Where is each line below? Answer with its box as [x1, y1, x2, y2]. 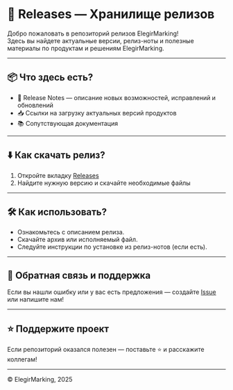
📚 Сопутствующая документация [17, 119, 119, 127]
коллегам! [7, 355, 37, 364]
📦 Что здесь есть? [7, 72, 94, 83]
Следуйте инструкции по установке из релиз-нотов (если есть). [17, 243, 207, 251]
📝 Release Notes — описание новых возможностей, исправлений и [17, 93, 216, 101]
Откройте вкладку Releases [17, 171, 99, 179]
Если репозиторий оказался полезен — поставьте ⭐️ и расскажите [7, 346, 205, 353]
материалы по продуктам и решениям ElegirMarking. [7, 44, 164, 52]
